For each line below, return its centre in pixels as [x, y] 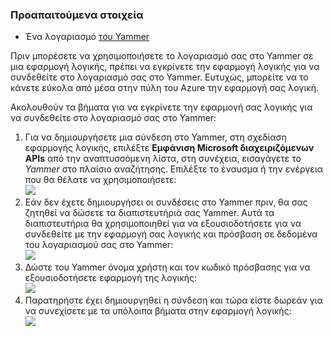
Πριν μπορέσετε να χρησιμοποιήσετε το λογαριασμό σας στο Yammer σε [162, 56]
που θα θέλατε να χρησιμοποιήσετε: [100, 180]
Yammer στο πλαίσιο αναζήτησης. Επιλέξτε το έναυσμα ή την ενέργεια [174, 169]
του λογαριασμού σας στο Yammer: [99, 245]
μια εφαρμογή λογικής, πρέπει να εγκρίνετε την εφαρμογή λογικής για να [165, 67]
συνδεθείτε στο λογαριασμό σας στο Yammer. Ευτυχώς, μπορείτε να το [159, 77]
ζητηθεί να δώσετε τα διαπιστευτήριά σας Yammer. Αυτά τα [149, 213]
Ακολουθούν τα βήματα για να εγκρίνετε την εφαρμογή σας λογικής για [161, 107]
